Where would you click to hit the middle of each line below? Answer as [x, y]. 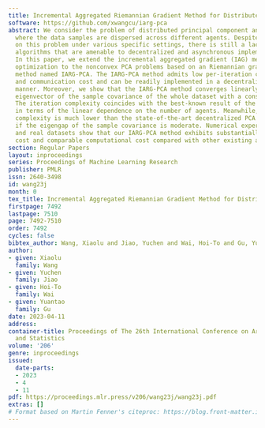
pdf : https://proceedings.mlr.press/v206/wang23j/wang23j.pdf [112, 397]
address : [22, 324]
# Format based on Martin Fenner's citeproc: [84, 412]
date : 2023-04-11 [37, 317]
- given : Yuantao [37, 302]
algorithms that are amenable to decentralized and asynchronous [125, 52]
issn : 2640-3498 [35, 177]
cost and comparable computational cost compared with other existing [134, 140]
